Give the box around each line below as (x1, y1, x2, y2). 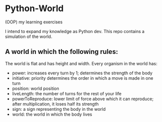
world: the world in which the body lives (12, 111, 92, 117)
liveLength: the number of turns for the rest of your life (12, 90, 122, 96)
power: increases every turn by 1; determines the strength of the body (12, 70, 153, 76)
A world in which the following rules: (5, 48, 118, 56)
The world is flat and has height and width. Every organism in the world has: (5, 60, 158, 66)
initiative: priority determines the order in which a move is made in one (12, 75, 153, 81)
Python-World (5, 3, 64, 14)
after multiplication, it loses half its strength (12, 101, 99, 107)
